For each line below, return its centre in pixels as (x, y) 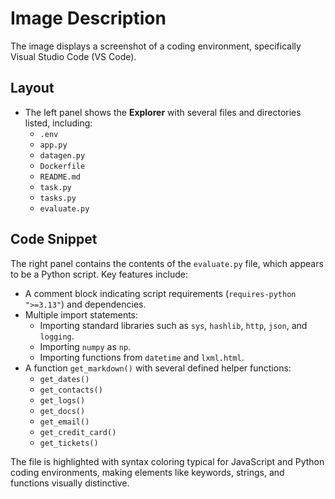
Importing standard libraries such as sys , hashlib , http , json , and (173, 325)
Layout (32, 88)
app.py (53, 145)
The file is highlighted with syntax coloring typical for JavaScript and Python (167, 461)
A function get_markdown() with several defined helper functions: (158, 368)
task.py (55, 187)
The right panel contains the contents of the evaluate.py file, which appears (167, 263)
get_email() (64, 422)
